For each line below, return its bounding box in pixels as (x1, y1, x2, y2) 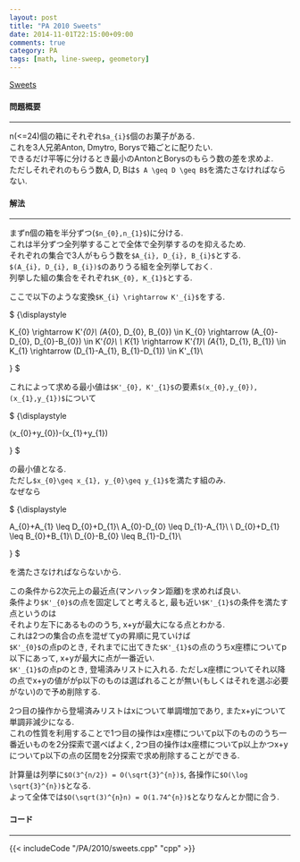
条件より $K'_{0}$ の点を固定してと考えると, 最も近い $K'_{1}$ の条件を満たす (9, 597, 288, 608)
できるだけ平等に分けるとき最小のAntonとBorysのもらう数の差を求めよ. (9, 153, 274, 164)
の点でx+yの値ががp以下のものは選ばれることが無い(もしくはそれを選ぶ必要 (9, 675, 289, 686)
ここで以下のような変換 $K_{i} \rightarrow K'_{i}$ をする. (9, 292, 226, 303)
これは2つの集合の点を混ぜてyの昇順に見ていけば (9, 630, 191, 641)
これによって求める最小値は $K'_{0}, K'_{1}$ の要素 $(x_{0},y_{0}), (9, 381, 258, 392)
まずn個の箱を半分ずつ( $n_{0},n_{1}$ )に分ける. (9, 227, 184, 238)
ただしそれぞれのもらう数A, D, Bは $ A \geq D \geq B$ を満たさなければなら (9, 165, 287, 175)
